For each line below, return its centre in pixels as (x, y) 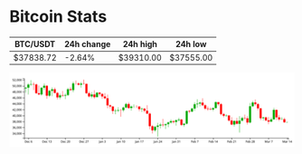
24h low (191, 44)
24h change (88, 44)
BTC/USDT (35, 44)
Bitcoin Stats (58, 17)
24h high (140, 44)
